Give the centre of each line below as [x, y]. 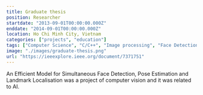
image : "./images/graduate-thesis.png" [56, 51]
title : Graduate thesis [36, 12]
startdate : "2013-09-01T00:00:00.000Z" [56, 23]
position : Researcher [34, 17]
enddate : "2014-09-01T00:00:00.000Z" [54, 29]
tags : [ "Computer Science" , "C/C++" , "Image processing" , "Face [89, 46]
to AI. [13, 86]
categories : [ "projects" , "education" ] [56, 40]
